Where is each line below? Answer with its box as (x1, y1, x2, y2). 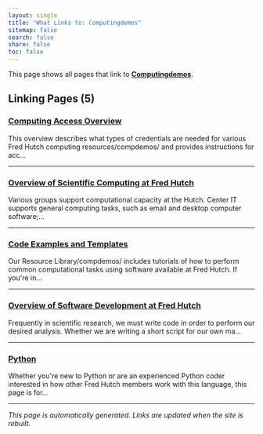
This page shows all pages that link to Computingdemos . (8, 70, 193, 78)
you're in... (8, 273, 43, 283)
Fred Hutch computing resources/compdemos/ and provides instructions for (8, 142, 254, 151)
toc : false (8, 48, 44, 56)
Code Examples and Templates (8, 239, 128, 250)
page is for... (8, 388, 49, 397)
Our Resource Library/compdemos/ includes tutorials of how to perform (8, 257, 240, 266)
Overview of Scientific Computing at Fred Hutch (8, 177, 194, 188)
